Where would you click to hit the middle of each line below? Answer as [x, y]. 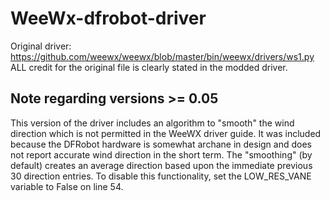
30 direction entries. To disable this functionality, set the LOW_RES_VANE [161, 176]
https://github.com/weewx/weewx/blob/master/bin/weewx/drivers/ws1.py [162, 56]
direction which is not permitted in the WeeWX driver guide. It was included [166, 133]
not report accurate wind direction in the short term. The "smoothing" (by [161, 154]
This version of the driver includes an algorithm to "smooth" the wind [152, 123]
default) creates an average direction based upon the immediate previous [161, 165]
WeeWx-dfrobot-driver [108, 18]
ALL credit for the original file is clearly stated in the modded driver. [149, 67]
